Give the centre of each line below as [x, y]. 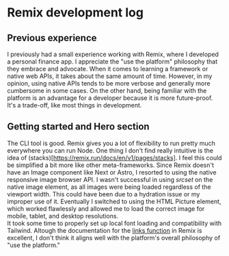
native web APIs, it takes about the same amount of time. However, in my [110, 76]
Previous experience [52, 38]
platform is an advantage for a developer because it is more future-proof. [110, 98]
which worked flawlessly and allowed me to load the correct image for [106, 208]
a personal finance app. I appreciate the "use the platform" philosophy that [112, 62]
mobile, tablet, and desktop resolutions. [63, 216]
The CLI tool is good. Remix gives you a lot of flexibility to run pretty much [111, 143]
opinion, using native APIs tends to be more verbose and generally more [109, 83]
